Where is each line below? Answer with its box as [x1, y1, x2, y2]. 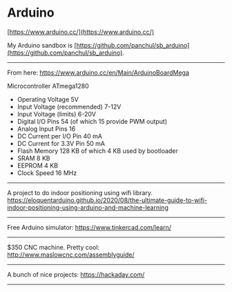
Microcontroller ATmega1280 [7, 82, 90, 90]
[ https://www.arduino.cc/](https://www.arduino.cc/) [7, 28, 154, 36]
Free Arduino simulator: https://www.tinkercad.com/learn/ [7, 223, 171, 231]
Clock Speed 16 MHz [17, 168, 77, 177]
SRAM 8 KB [17, 154, 50, 162]
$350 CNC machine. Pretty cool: [7, 243, 100, 251]
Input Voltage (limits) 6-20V [17, 109, 97, 118]
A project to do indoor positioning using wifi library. [7, 188, 153, 197]
